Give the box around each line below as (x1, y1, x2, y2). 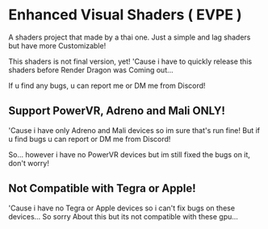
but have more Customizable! (8, 40, 107, 50)
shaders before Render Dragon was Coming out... (8, 65, 174, 74)
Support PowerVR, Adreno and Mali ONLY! (8, 104, 226, 118)
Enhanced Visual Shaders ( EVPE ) (8, 6, 242, 24)
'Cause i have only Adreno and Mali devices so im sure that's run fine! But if (8, 125, 261, 135)
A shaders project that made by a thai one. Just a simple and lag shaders (8, 32, 251, 42)
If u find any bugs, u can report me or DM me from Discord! (8, 81, 206, 90)
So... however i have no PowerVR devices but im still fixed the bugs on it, (8, 149, 250, 159)
